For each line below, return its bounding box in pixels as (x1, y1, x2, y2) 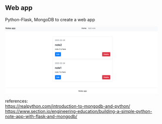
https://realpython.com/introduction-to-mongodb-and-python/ (5, 103, 130, 109)
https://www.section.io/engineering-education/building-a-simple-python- (5, 109, 152, 114)
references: (5, 98, 28, 104)
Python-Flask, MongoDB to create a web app (5, 16, 96, 22)
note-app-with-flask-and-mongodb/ (5, 113, 78, 120)
